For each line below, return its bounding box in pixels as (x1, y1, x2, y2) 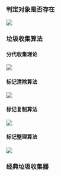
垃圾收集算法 (6, 34, 43, 43)
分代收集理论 (6, 51, 37, 58)
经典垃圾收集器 (6, 162, 49, 171)
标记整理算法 (6, 133, 37, 140)
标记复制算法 (6, 106, 37, 113)
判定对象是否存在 (6, 5, 55, 13)
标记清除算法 (6, 78, 37, 86)
